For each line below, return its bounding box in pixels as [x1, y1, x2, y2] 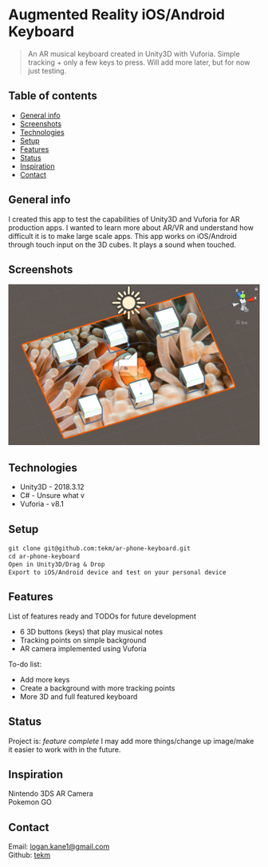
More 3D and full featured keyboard [19, 691, 138, 701]
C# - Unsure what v [19, 491, 85, 500]
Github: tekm [8, 850, 51, 860]
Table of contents [8, 89, 97, 103]
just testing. [27, 66, 67, 75]
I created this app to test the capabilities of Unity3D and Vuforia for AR [8, 214, 240, 224]
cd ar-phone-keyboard [8, 553, 81, 561]
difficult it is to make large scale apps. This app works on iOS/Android [8, 231, 238, 241]
